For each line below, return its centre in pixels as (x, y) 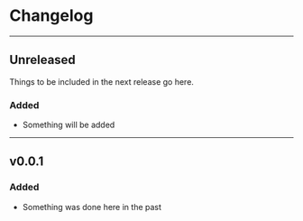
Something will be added (69, 125)
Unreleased (43, 60)
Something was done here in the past (92, 207)
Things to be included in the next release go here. (101, 81)
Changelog (51, 16)
